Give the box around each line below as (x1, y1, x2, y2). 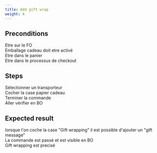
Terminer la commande (5, 95, 51, 101)
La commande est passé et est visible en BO (5, 137, 94, 143)
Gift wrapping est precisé (5, 142, 56, 148)
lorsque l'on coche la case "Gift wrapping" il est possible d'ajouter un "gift (5, 127, 153, 133)
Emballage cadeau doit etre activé (5, 47, 73, 53)
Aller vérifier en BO (5, 100, 43, 106)
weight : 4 (5, 12, 25, 16)
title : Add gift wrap (5, 7, 49, 12)
